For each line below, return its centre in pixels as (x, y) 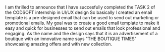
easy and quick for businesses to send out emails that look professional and (82, 28)
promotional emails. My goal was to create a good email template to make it (82, 23)
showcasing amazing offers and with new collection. (59, 44)
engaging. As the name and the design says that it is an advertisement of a (82, 33)
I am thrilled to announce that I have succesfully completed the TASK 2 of (80, 7)
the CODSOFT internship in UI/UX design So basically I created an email (79, 12)
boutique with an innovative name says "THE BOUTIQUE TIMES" (71, 39)
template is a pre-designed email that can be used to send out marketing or (82, 18)
